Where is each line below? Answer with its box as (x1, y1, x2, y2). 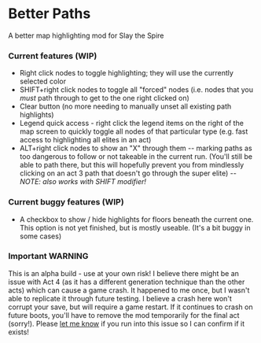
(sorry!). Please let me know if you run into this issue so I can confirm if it (8, 319, 245, 328)
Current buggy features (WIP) (8, 197, 124, 208)
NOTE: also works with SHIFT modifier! (19, 177, 147, 186)
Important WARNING (8, 251, 89, 262)
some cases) (19, 231, 61, 241)
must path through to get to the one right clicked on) (19, 94, 190, 103)
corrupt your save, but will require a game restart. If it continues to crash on (8, 302, 253, 312)
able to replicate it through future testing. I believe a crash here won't (8, 293, 232, 303)
